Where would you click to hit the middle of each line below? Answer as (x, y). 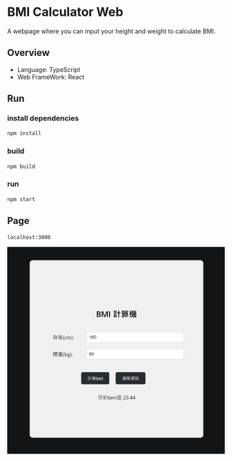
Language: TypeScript (49, 69)
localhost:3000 (29, 238)
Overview (29, 53)
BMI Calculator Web (65, 12)
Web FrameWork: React (51, 77)
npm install (24, 133)
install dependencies (43, 118)
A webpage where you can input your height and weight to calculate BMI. (112, 31)
